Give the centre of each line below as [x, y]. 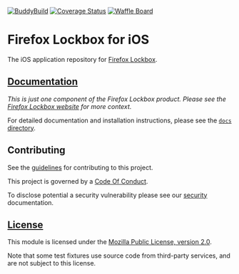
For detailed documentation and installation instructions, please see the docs [119, 120]
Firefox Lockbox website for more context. [70, 106]
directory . [21, 127]
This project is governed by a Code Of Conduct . [78, 181]
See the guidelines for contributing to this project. [80, 167]
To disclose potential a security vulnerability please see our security [107, 195]
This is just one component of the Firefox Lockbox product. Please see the [117, 99]
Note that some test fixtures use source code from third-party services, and [119, 255]
